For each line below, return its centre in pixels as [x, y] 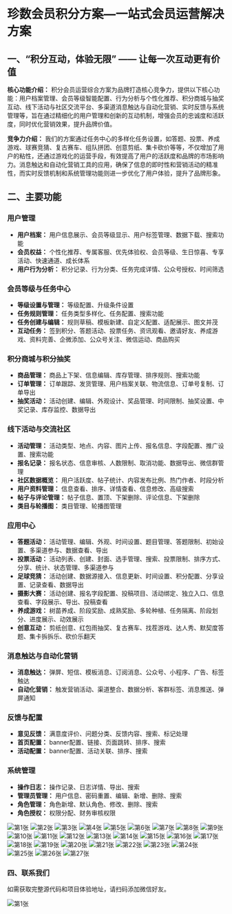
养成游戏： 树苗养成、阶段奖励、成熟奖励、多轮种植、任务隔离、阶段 [114, 610]
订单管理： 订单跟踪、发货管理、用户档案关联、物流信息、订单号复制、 [117, 384]
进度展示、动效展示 [56, 619]
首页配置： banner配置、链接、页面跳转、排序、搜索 [92, 742]
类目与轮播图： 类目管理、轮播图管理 [69, 506]
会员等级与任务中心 [39, 289]
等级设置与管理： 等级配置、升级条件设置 [75, 304]
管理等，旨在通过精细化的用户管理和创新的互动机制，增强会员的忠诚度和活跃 [116, 115]
